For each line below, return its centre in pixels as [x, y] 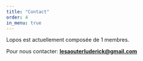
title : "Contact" [28, 12]
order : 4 [17, 17]
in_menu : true [24, 23]
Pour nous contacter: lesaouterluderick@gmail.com [72, 51]
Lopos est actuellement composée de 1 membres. [68, 40]
